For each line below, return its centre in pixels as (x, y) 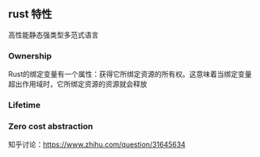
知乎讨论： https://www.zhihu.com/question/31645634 (97, 144)
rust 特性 (31, 14)
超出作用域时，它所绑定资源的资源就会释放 (78, 84)
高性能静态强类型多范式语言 (54, 35)
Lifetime (25, 105)
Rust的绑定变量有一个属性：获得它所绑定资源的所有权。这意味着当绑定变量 (130, 75)
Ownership (30, 56)
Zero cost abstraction (51, 126)
